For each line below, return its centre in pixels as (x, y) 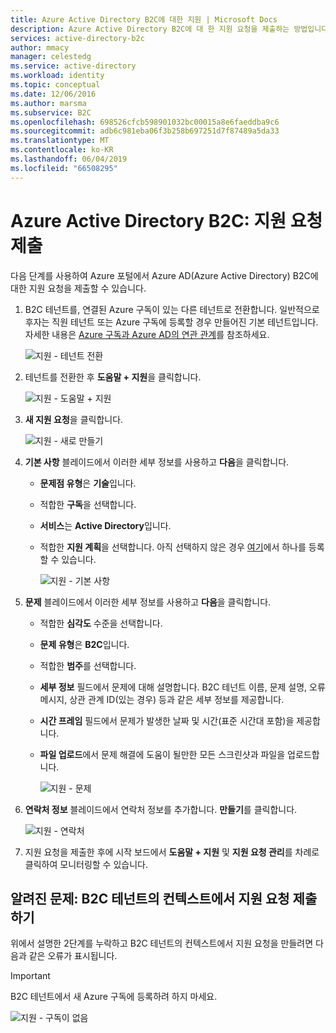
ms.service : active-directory (73, 66)
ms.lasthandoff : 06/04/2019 (69, 159)
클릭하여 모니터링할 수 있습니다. (86, 864)
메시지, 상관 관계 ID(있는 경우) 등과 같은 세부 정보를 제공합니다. (162, 699)
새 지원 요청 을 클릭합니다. (74, 419)
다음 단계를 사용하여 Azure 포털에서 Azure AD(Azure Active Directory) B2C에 (164, 275)
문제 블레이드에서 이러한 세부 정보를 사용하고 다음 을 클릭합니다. (148, 602)
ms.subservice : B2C (51, 112)
